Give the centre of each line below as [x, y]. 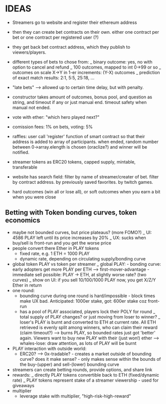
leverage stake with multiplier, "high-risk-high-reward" [75, 396]
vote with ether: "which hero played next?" [56, 117]
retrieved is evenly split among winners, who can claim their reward [88, 327]
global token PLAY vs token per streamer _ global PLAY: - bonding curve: [86, 264]
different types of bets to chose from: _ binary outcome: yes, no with [82, 62]
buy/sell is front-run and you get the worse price [62, 243]
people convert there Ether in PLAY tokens [55, 248]
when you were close [34, 197]
